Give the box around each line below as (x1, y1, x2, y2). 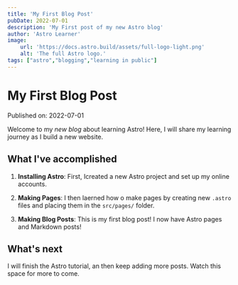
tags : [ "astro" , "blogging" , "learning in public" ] (7, 57, 158, 64)
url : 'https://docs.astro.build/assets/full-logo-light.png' (20, 43, 205, 51)
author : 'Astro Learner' (7, 30, 81, 38)
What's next (7, 243, 63, 255)
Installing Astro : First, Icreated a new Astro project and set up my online (17, 172, 229, 180)
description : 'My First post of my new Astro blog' (7, 24, 163, 31)
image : (7, 37, 27, 44)
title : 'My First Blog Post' (7, 10, 94, 18)
